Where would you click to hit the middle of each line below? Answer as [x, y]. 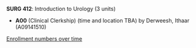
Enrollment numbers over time [44, 39]
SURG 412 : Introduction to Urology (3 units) [61, 9]
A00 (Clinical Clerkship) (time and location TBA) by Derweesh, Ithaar [102, 20]
